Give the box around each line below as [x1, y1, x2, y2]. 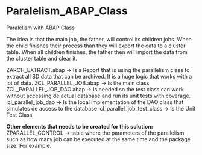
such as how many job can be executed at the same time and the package [6, 135, 191, 142]
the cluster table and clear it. [6, 55, 77, 62]
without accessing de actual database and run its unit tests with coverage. [6, 92, 191, 99]
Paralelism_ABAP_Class [6, 4, 128, 18]
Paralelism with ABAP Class [6, 24, 75, 31]
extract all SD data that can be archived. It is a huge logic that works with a [6, 73, 192, 80]
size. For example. [6, 142, 52, 149]
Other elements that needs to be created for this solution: [6, 123, 153, 130]
